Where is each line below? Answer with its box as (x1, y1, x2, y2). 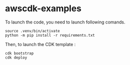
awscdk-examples (5, 3, 82, 14)
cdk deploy (5, 55, 27, 60)
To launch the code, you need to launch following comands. (5, 19, 126, 25)
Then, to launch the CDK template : (5, 41, 76, 47)
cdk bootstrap (5, 51, 34, 56)
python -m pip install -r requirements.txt (5, 33, 95, 38)
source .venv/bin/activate (5, 28, 60, 33)
